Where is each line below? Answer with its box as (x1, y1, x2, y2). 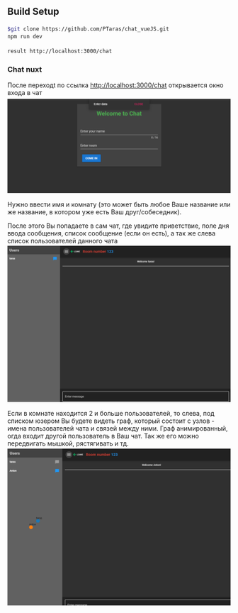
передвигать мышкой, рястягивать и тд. (7, 439, 129, 448)
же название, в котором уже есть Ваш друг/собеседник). (7, 208, 182, 216)
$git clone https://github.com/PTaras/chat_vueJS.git (7, 25, 170, 33)
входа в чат (7, 88, 42, 96)
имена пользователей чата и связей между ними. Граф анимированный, (7, 424, 228, 432)
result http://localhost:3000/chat (7, 48, 113, 55)
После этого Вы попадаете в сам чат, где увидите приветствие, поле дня (7, 221, 229, 230)
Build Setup (7, 6, 59, 18)
